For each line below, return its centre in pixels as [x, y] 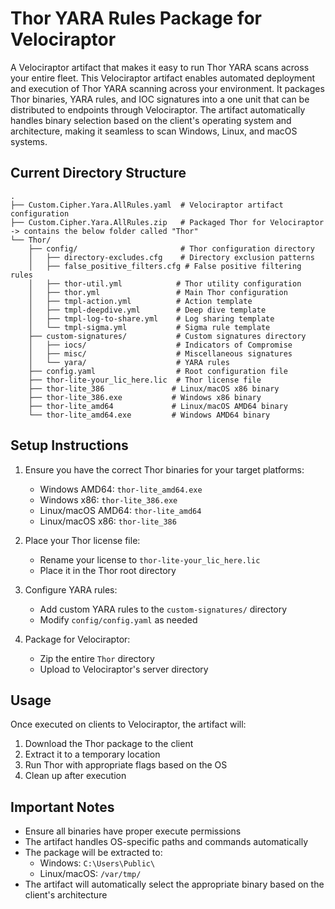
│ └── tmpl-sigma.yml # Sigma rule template [149, 327]
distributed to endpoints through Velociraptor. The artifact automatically [158, 109]
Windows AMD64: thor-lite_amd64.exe [121, 489]
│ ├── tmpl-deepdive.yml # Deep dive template [147, 310]
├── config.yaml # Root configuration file [158, 371]
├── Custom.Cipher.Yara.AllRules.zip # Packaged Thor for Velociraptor [167, 222]
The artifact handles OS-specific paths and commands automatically [166, 842]
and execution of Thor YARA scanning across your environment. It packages [167, 88]
